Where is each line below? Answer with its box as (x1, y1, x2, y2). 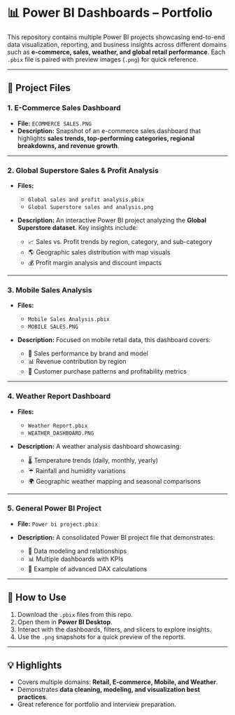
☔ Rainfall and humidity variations (27, 466, 126, 475)
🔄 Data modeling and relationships (27, 547, 127, 555)
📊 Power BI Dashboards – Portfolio (7, 5, 213, 21)
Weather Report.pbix (27, 422, 88, 429)
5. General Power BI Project (7, 503, 102, 513)
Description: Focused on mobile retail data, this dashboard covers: (17, 336, 211, 344)
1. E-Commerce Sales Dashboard (7, 103, 121, 113)
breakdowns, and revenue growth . (17, 141, 120, 150)
